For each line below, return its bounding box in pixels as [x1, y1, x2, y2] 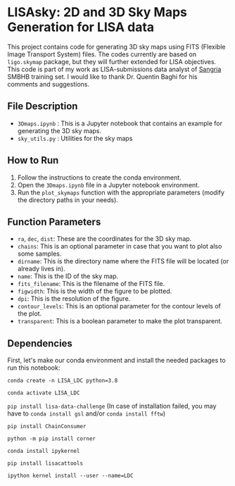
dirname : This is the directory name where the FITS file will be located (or [17, 257, 229, 266]
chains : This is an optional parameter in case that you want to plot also [17, 242, 222, 251]
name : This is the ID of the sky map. [17, 272, 118, 280]
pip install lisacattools [7, 460, 83, 467]
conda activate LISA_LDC [7, 390, 80, 397]
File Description [7, 100, 78, 113]
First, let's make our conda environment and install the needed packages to [7, 356, 227, 365]
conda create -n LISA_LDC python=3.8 [7, 378, 118, 385]
